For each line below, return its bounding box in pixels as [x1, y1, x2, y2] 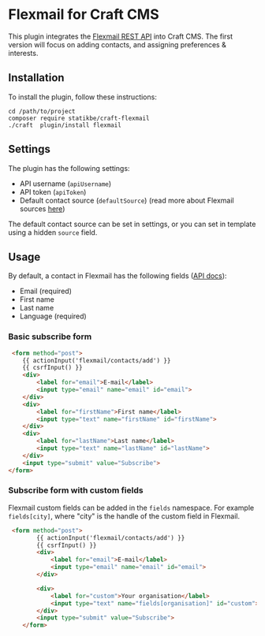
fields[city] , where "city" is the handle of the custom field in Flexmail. [8, 511, 241, 521]
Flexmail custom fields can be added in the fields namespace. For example [8, 503, 255, 512]
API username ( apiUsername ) [19, 179, 112, 188]
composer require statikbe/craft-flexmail [8, 114, 150, 122]
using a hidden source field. [8, 227, 98, 237]
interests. [8, 48, 39, 58]
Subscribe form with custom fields [8, 485, 144, 496]
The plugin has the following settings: [8, 163, 130, 173]
